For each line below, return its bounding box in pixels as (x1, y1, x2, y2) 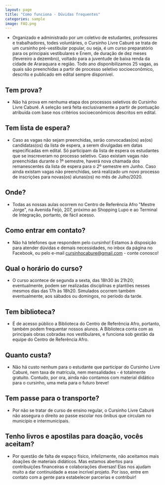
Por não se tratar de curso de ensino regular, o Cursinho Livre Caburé (12, 407, 154, 413)
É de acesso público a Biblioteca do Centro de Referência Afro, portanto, (12, 321, 161, 327)
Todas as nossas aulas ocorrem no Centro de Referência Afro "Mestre (12, 201, 156, 207)
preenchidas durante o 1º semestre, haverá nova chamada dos (12, 158, 140, 164)
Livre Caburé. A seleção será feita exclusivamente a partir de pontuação (12, 105, 160, 110)
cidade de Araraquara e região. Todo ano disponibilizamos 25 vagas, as (12, 61, 159, 67)
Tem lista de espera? (5, 124, 71, 132)
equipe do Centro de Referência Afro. (12, 336, 89, 342)
